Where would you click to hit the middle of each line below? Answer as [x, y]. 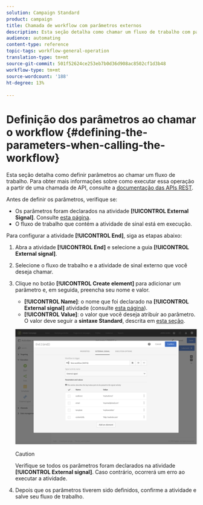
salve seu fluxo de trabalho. [50, 497]
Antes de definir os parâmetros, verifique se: [62, 200]
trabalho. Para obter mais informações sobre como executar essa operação [100, 182]
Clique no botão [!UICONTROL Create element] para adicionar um [98, 284]
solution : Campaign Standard [43, 13]
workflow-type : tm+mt [34, 70]
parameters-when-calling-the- [86, 145]
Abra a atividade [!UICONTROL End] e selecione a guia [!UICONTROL [102, 247]
